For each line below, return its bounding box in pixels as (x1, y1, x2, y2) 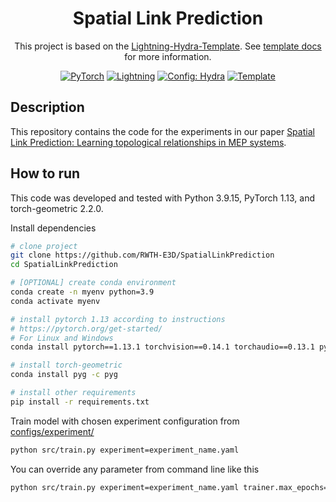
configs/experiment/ (10, 425, 95, 437)
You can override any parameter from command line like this (10, 463, 260, 475)
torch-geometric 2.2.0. (10, 202, 104, 214)
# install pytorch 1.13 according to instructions (10, 314, 226, 324)
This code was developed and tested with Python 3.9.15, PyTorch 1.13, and (10, 192, 316, 204)
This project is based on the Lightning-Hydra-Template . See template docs (14, 40, 322, 52)
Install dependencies (10, 222, 97, 234)
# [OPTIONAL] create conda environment (10, 278, 177, 288)
